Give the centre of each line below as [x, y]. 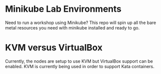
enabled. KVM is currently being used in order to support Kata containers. [80, 66]
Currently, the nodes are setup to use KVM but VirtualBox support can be [79, 61]
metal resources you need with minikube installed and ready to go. [72, 27]
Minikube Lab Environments [63, 9]
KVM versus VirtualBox [54, 48]
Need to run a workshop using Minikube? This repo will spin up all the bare [80, 23]
